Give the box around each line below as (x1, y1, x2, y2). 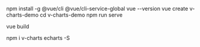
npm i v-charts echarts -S (6, 35, 70, 41)
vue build (6, 23, 30, 30)
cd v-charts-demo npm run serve (40, 11, 123, 18)
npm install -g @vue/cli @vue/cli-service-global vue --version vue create (6, 5, 189, 12)
